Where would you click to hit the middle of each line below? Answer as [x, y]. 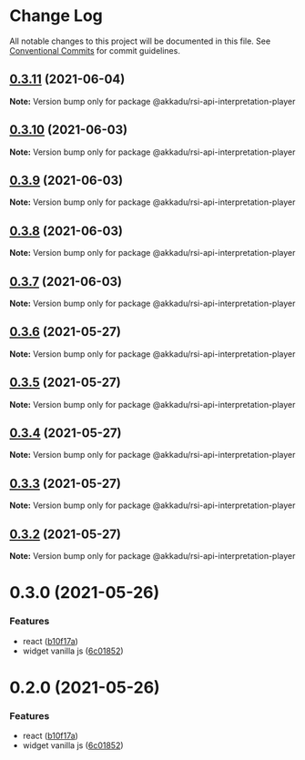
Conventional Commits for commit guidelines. [95, 50]
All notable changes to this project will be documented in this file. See [140, 41]
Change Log [56, 16]
